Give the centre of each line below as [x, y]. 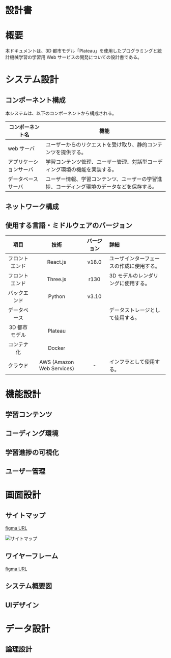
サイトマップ [25, 515]
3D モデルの [124, 276]
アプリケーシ [23, 162]
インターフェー [142, 259]
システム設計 [32, 80]
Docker [57, 348]
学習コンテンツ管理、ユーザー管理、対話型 [96, 162]
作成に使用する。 [140, 266]
